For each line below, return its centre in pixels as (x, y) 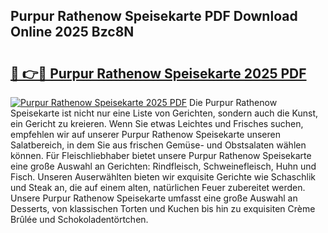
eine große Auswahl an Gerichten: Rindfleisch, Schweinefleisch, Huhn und (163, 166)
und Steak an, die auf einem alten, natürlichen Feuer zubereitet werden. (158, 187)
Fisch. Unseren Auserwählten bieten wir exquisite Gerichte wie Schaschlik (163, 177)
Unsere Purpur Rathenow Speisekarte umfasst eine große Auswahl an (154, 198)
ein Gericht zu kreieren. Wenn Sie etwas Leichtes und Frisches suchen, (157, 123)
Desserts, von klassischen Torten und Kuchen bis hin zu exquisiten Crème (163, 208)
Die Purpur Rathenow (233, 102)
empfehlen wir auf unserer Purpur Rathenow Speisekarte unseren (146, 134)
